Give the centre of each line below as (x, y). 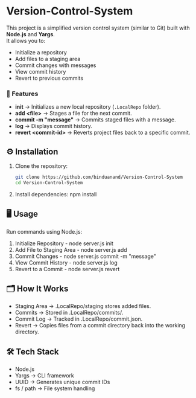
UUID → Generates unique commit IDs (62, 382)
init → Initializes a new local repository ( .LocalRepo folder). (88, 107)
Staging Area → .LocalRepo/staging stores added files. (83, 306)
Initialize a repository (41, 52)
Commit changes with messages (55, 65)
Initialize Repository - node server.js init (64, 243)
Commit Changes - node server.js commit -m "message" (86, 256)
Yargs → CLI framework (44, 376)
